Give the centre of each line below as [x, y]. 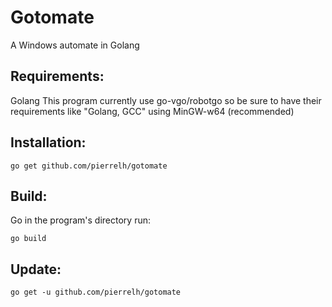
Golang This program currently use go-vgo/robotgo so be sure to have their [166, 100]
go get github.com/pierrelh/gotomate [89, 166]
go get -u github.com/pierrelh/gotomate [96, 292]
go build [28, 239]
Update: [36, 269]
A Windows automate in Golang [75, 45]
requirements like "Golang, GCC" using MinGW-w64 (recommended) [152, 111]
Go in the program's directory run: [80, 220]
